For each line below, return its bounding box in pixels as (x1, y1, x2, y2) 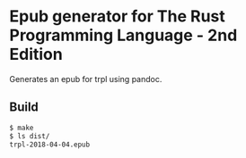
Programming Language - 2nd (9, 25, 238, 46)
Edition (9, 45, 63, 64)
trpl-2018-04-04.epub (9, 140, 91, 149)
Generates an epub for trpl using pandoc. (9, 73, 163, 84)
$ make (9, 123, 34, 132)
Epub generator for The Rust (9, 6, 226, 27)
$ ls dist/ (9, 131, 50, 140)
